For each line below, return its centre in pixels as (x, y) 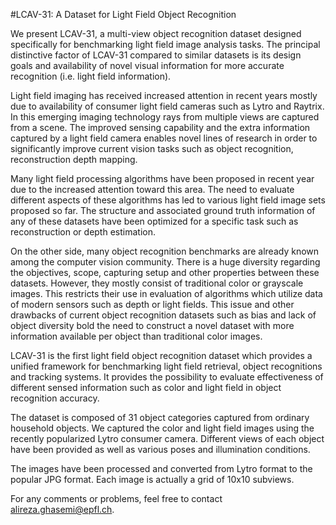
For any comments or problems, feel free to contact (116, 498)
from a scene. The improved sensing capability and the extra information (160, 127)
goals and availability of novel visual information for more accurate (147, 65)
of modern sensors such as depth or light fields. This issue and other (152, 304)
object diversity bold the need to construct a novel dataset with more (152, 325)
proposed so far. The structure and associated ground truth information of (163, 210)
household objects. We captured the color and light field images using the (162, 428)
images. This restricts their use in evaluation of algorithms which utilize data (166, 293)
